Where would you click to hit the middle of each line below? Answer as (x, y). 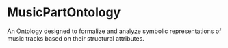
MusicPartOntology (64, 13)
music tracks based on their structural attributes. (76, 38)
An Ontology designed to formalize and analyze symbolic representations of (114, 31)
